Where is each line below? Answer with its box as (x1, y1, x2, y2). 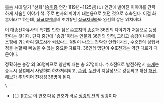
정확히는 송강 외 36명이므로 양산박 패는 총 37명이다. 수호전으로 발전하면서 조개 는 (5, 62, 159, 67)
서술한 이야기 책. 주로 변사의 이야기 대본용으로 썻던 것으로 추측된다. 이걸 (14, 10, 151, 16)
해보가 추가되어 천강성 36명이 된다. (5, 74, 72, 80)
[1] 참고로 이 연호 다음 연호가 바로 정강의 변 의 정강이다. (12, 93, 118, 99)
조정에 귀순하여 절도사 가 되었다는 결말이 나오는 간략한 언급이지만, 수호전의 (5, 39, 146, 45)
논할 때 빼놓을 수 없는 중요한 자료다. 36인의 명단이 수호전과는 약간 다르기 (14, 45, 153, 51)
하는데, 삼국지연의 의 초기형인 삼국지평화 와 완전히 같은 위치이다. (22, 17, 142, 22)
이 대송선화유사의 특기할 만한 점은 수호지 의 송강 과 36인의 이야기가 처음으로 (5, 27, 148, 33)
